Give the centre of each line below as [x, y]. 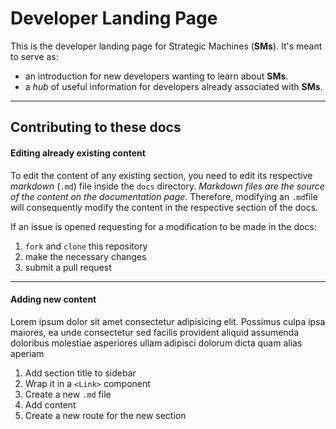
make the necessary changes [85, 256]
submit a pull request [68, 267]
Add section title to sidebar [80, 373]
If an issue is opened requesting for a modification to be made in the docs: [163, 226]
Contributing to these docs [96, 127]
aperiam [27, 353]
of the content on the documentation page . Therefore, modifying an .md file [164, 196]
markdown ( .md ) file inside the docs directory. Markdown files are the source [167, 186]
